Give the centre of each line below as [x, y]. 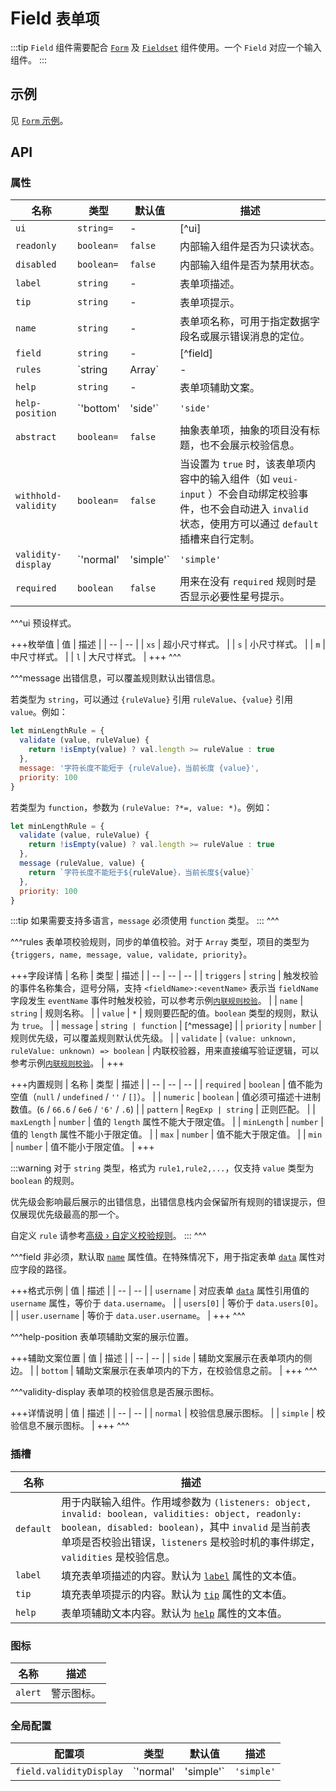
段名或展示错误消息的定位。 [245, 337]
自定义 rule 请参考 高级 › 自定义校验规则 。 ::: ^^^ [108, 1236]
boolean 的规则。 [45, 1181]
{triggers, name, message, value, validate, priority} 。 [131, 954]
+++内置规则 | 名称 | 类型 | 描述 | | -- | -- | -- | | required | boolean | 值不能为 [166, 1084]
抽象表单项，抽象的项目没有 [245, 430]
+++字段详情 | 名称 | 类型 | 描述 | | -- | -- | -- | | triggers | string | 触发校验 [164, 976]
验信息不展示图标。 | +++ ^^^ [70, 1426]
